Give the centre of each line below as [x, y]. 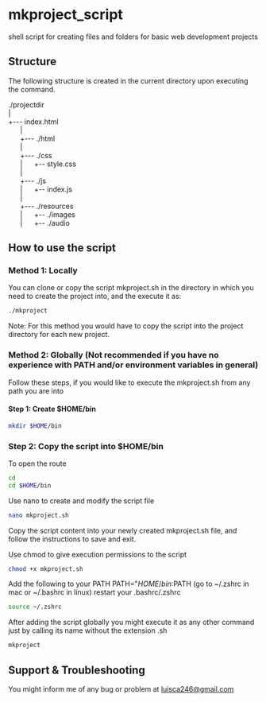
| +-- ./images [47, 214]
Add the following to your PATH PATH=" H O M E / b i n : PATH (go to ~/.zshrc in [129, 584]
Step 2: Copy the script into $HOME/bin [86, 446]
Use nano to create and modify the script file [81, 500]
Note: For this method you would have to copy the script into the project [126, 326]
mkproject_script [66, 15]
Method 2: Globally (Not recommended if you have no [114, 355]
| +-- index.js [46, 189]
